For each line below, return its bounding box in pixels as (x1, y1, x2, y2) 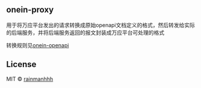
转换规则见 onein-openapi (6, 41, 69, 48)
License (6, 59, 37, 69)
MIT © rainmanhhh (6, 75, 54, 83)
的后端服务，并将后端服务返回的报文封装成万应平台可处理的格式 (6, 29, 164, 36)
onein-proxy (6, 5, 54, 15)
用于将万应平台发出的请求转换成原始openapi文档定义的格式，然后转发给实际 (6, 21, 196, 29)
